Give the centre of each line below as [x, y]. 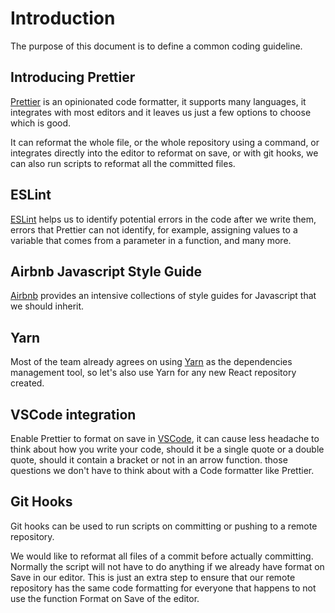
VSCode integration [73, 414]
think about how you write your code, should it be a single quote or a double [167, 449]
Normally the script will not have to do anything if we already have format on [167, 566]
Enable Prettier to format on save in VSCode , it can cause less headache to [165, 438]
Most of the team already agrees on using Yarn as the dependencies [151, 362]
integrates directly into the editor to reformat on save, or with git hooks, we [164, 153]
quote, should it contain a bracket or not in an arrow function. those [149, 460]
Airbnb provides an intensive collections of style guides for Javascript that [163, 296]
